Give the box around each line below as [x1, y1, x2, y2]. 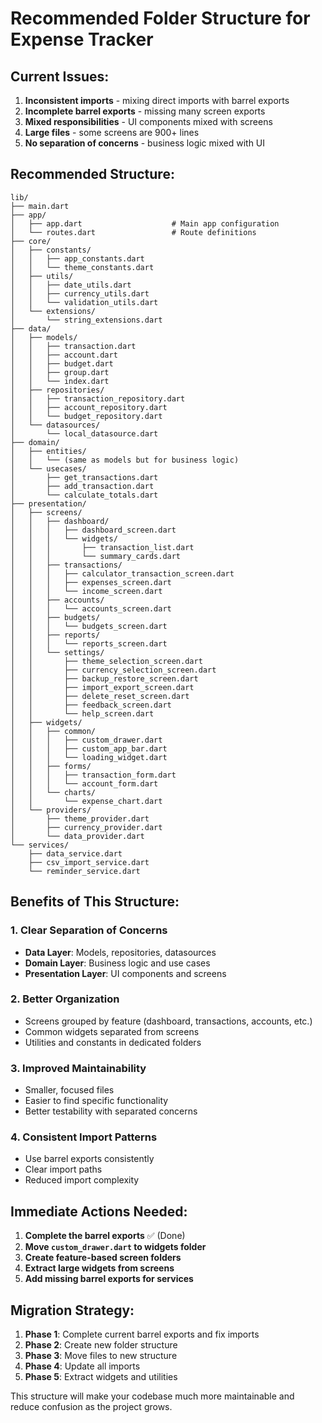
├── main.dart [10, 201, 70, 211]
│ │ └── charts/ [10, 787, 97, 797]
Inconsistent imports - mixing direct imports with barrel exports [24, 95, 290, 106]
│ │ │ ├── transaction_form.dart [10, 770, 177, 780]
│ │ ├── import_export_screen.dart [10, 682, 195, 692]
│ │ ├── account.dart [10, 350, 118, 360]
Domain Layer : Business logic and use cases [24, 957, 211, 969]
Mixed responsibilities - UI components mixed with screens [24, 116, 273, 127]
